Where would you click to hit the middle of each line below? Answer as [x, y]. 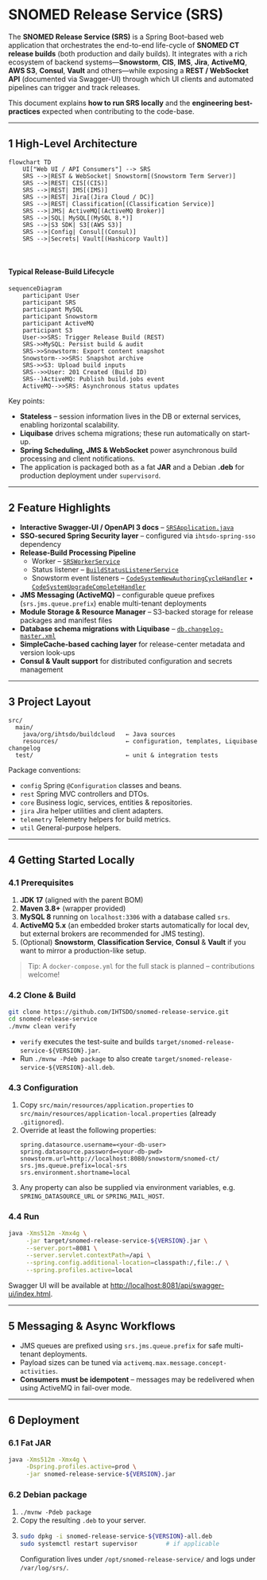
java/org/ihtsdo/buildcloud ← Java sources [99, 734]
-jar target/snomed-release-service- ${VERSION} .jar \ [117, 1241]
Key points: [27, 400]
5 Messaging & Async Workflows [92, 1326]
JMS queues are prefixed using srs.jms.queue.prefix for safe [121, 1345]
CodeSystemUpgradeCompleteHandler [89, 587]
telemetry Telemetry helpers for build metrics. [95, 819]
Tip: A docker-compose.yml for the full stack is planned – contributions [141, 966]
